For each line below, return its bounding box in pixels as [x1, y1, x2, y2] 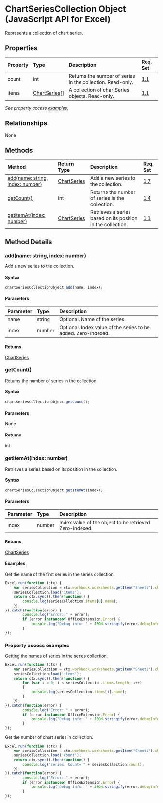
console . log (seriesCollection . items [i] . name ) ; [31, 689, 127, 695]
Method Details [5, 237, 52, 246]
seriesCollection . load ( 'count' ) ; [14, 752, 81, 758]
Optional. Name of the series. [59, 316, 126, 323]
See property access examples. [5, 105, 69, 111]
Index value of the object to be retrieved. [59, 519, 152, 525]
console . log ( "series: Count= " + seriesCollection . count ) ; [22, 762, 145, 767]
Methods [5, 146, 33, 154]
